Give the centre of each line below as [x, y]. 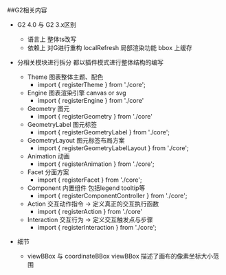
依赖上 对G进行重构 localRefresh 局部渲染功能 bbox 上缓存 [110, 48]
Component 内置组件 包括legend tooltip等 [86, 188]
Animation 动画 [48, 156]
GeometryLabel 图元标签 [62, 124]
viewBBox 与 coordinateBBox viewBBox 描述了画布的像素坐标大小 [120, 256]
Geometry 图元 [48, 109]
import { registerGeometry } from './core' [95, 116]
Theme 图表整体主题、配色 [65, 77]
